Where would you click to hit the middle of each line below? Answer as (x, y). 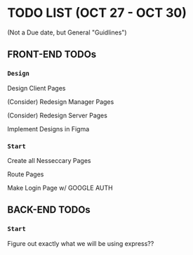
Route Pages (26, 174)
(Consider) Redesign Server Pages (57, 115)
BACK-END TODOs (49, 210)
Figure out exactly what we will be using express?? (81, 243)
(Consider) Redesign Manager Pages (61, 102)
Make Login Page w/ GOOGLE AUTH (60, 188)
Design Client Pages (36, 88)
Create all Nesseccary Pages (49, 160)
